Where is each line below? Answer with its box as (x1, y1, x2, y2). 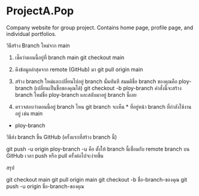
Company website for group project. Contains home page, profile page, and (6, 24, 194, 31)
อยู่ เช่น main (14, 109, 43, 117)
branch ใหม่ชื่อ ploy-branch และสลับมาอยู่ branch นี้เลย (14, 91, 137, 98)
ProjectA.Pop (6, 4, 74, 18)
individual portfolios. (6, 30, 57, 37)
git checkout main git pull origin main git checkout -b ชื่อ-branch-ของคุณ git (6, 176, 188, 183)
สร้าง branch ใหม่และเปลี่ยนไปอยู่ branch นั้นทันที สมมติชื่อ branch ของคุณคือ (14, 78, 178, 85)
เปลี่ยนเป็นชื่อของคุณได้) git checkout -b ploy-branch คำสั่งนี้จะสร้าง (35, 84, 182, 91)
